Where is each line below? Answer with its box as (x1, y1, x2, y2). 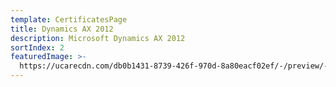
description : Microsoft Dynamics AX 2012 (10, 33, 186, 43)
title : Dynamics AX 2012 (10, 24, 114, 34)
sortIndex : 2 (10, 42, 65, 53)
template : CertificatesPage (10, 14, 128, 25)
